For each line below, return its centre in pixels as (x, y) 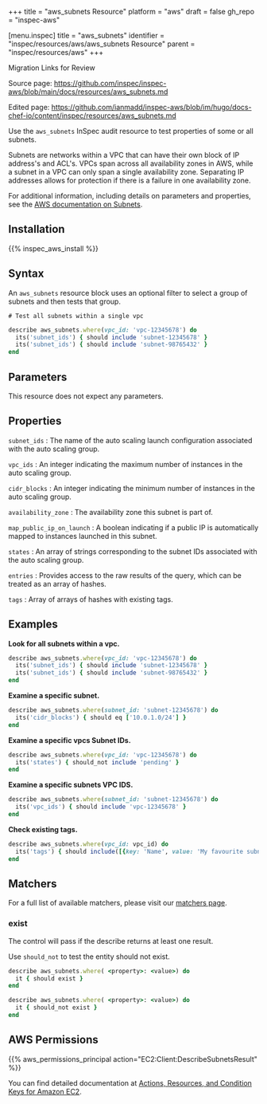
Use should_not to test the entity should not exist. (89, 957)
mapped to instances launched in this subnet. (83, 536)
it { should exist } (49, 978)
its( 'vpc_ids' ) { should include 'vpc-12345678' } (101, 807)
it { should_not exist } (56, 1008)
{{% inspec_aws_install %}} (54, 248)
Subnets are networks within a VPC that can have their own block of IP (124, 155)
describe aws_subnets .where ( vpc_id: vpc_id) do (89, 844)
